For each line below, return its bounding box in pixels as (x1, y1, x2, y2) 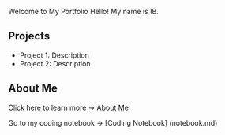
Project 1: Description (19, 51, 89, 60)
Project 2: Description (19, 58, 91, 68)
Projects (8, 29, 51, 43)
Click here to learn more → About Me (8, 103, 129, 112)
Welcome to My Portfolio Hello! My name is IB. (8, 7, 159, 16)
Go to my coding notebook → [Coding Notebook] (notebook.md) (8, 118, 218, 127)
